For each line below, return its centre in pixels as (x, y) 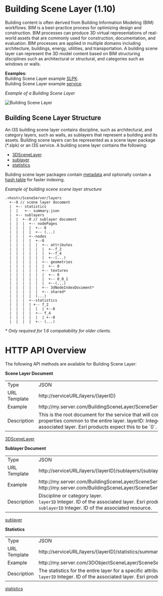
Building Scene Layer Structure (53, 118)
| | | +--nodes (28, 236)
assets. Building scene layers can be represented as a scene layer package (80, 140)
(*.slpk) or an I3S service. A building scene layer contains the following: (76, 145)
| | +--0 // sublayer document (43, 219)
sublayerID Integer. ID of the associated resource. (95, 508)
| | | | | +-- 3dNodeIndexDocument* (52, 288)
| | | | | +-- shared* (38, 292)
